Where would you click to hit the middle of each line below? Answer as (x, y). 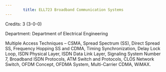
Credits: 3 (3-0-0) (24, 24)
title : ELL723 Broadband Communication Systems (73, 10)
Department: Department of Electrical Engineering (57, 33)
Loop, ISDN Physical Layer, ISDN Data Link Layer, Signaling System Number (83, 54)
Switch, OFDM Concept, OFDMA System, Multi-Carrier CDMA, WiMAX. (78, 64)
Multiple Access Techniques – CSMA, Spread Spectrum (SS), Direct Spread (83, 43)
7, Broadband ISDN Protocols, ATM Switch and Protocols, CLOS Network (80, 59)
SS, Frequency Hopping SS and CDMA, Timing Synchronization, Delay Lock (83, 48)
